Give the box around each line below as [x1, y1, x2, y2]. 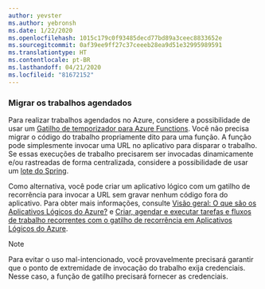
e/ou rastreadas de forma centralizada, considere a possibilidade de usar [8, 157, 248, 167]
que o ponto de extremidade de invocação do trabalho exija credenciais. [8, 263, 246, 272]
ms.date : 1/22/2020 [8, 26, 73, 34]
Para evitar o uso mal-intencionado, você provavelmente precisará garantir [8, 254, 254, 264]
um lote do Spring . [8, 166, 69, 175]
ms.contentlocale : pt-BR [8, 57, 91, 64]
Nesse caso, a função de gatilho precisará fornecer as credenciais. [8, 271, 228, 281]
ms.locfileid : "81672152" [8, 71, 94, 79]
